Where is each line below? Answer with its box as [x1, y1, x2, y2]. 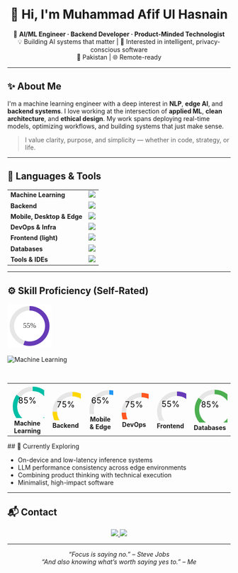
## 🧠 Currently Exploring [7, 442, 80, 450]
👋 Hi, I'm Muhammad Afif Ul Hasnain [10, 6, 228, 23]
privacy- [195, 37, 221, 45]
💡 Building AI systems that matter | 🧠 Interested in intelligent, [17, 37, 195, 45]
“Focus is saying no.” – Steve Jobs [68, 550, 170, 558]
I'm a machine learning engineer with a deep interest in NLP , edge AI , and [7, 99, 223, 108]
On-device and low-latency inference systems [17, 456, 153, 465]
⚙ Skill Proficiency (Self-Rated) [7, 285, 149, 297]
